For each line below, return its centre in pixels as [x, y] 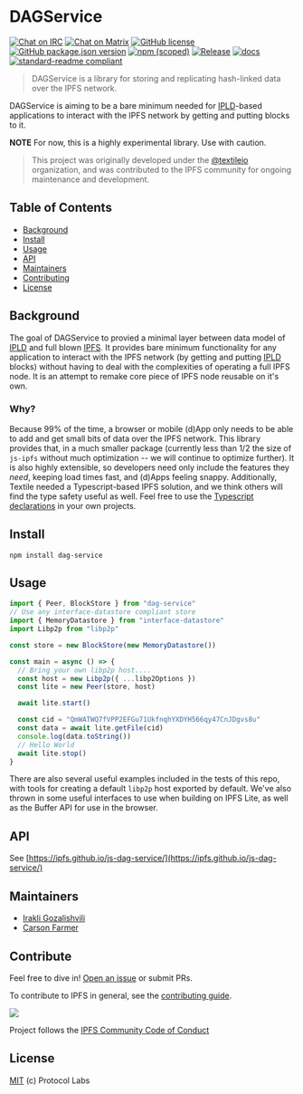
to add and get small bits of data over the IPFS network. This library [135, 438]
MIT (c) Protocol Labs [50, 1080]
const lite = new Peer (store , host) [86, 687]
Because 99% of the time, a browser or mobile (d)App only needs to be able [151, 428]
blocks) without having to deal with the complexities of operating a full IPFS [150, 366]
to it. [18, 125]
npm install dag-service [56, 555]
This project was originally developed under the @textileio [140, 159]
